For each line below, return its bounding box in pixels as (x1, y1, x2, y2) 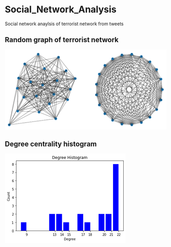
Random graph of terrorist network (5, 36, 119, 44)
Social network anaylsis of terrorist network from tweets (5, 21, 124, 27)
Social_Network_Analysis (5, 4, 117, 15)
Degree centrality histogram (5, 139, 97, 148)
